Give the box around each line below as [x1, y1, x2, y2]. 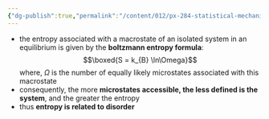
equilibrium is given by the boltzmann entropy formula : [18, 42, 204, 52]
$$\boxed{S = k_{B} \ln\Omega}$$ [83, 55, 198, 64]
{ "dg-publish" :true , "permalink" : [7, 11, 120, 20]
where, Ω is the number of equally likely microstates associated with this [18, 68, 259, 77]
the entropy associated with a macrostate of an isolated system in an [18, 34, 247, 43]
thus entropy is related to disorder [18, 101, 135, 111]
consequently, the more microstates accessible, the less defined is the [18, 84, 259, 94]
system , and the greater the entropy [18, 93, 140, 103]
